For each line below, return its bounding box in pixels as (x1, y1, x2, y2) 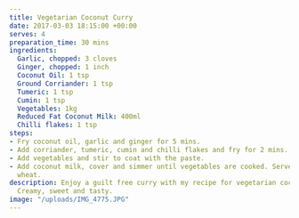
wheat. (17, 170, 42, 179)
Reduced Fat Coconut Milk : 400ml (17, 112, 141, 121)
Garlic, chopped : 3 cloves (17, 54, 117, 63)
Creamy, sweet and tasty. (17, 187, 114, 196)
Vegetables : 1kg (17, 104, 77, 113)
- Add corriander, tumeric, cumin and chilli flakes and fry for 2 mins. (9, 145, 289, 154)
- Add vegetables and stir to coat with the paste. (9, 153, 205, 163)
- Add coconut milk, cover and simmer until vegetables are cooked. (9, 162, 269, 171)
